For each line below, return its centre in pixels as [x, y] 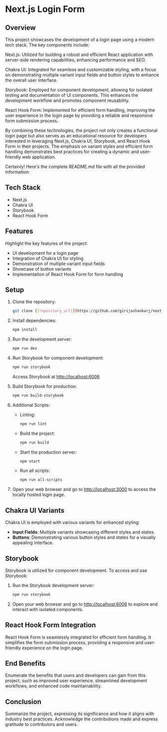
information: [18, 172]
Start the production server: [48, 452]
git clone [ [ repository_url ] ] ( [45, 311]
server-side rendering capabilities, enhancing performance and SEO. [76, 60]
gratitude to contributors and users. [42, 725]
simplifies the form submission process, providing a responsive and [74, 642]
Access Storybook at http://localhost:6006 [56, 376]
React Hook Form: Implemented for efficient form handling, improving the [80, 110]
